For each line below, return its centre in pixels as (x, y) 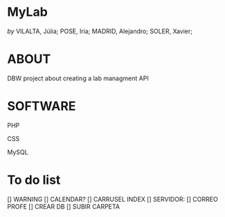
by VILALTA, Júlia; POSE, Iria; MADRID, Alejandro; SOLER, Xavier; (100, 31)
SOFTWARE (42, 106)
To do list (34, 180)
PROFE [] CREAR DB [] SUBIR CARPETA (63, 206)
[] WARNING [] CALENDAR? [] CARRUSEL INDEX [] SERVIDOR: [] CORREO (112, 199)
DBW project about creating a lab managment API (78, 78)
